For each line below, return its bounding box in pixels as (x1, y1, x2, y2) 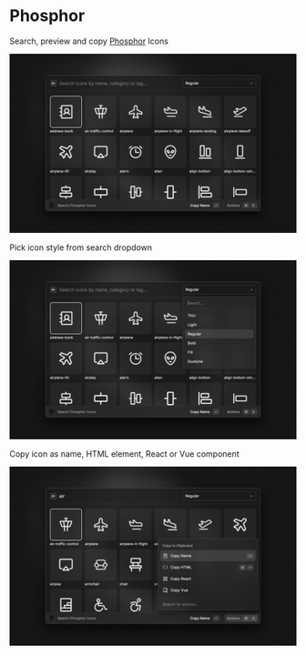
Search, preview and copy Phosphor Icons (9, 35, 168, 46)
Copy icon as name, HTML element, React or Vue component (9, 448, 240, 459)
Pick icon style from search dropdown (9, 242, 153, 253)
